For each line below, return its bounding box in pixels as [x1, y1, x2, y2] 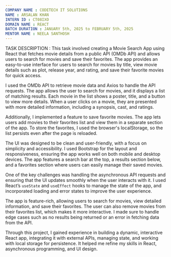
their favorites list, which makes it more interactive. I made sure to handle [5, 209, 159, 215]
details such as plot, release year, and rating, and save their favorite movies [5, 67, 164, 73]
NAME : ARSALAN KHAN [5, 12, 50, 17]
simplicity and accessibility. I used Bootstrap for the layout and [5, 146, 137, 151]
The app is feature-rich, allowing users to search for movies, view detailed [5, 198, 162, 204]
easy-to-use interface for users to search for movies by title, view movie [5, 62, 157, 67]
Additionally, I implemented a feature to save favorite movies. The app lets [5, 114, 161, 120]
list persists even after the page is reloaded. [5, 130, 98, 136]
